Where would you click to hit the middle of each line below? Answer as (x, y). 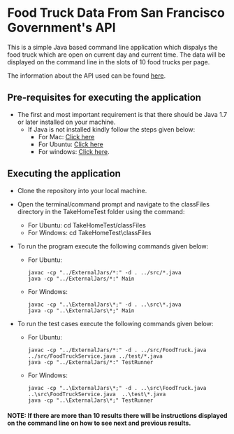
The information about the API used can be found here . (87, 76)
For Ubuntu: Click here (71, 144)
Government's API (62, 28)
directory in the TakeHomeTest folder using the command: (101, 211)
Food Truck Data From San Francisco (116, 13)
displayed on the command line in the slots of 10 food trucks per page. (109, 62)
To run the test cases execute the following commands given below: (115, 323)
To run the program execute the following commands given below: (113, 246)
